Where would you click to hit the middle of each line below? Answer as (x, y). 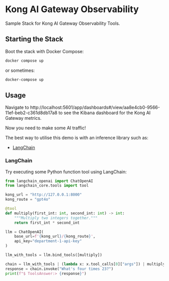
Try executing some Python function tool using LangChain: (66, 172)
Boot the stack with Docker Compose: (45, 51)
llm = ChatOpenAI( (24, 232)
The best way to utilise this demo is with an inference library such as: (77, 138)
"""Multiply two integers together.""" (56, 218)
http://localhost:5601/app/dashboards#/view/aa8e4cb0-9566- (95, 108)
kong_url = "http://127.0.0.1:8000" (44, 195)
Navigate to (17, 108)
